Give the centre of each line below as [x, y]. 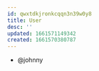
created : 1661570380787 [42, 40]
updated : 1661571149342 [42, 33]
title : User [24, 20]
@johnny [30, 60]
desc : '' [20, 27]
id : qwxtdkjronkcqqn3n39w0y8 [49, 14]
